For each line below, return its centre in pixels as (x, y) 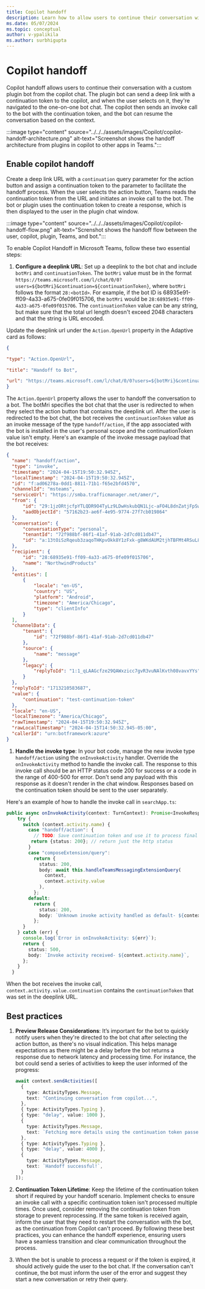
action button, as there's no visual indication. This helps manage (96, 1044)
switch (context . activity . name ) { (67, 824)
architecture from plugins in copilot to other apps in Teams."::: (84, 145)
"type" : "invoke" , (35, 466)
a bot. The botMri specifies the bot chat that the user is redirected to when (100, 405)
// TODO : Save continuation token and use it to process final (116, 836)
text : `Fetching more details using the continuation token (104, 1132)
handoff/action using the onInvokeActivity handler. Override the (97, 757)
